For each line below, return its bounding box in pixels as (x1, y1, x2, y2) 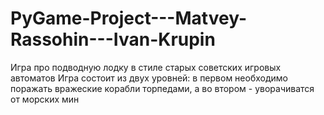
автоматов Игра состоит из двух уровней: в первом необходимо (10, 72, 288, 84)
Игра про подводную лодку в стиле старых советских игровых (10, 61, 282, 73)
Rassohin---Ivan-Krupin (10, 28, 216, 51)
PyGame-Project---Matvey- (10, 7, 247, 30)
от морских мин (10, 93, 80, 105)
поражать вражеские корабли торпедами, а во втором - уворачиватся (10, 82, 315, 94)
